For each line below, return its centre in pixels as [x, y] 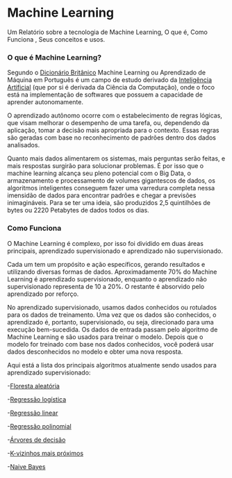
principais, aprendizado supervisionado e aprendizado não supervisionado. [115, 251]
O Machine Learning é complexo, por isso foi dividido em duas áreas [105, 243]
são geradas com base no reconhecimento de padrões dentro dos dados [112, 138]
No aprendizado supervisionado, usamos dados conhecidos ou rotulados [112, 307]
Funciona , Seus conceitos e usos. [56, 39]
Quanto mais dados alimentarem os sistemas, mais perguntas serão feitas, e [116, 158]
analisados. [24, 145]
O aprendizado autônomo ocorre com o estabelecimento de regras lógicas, [115, 115]
